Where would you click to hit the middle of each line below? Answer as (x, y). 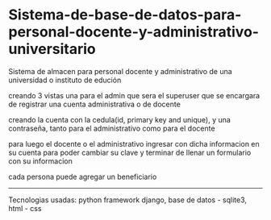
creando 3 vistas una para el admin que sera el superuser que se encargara (134, 95)
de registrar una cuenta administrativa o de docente (95, 104)
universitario (52, 49)
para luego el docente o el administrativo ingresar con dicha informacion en (134, 143)
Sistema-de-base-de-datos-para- (125, 15)
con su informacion (40, 161)
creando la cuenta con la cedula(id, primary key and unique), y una (120, 119)
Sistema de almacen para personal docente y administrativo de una (120, 71)
